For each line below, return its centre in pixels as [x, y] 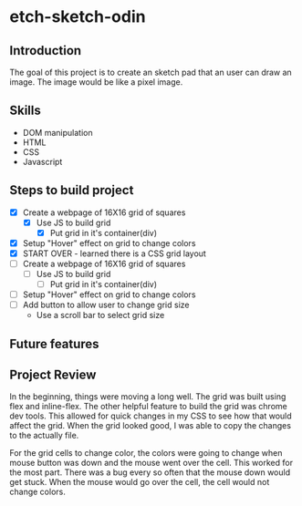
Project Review [53, 375]
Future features [54, 344]
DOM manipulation [57, 132]
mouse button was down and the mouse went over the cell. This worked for [151, 463]
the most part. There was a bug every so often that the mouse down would [150, 472]
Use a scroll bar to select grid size [100, 315]
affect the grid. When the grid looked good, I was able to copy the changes [151, 426]
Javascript [42, 161]
